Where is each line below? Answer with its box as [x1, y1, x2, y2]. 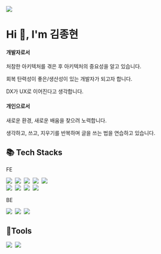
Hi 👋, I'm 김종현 [6, 28, 78, 41]
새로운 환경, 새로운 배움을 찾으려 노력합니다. [6, 117, 107, 124]
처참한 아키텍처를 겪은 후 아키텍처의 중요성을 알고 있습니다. [6, 63, 142, 70]
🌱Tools [6, 226, 32, 236]
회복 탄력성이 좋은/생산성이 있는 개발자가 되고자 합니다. [6, 75, 133, 83]
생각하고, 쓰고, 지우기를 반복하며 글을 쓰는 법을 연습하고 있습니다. [6, 129, 156, 136]
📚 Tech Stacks [6, 147, 63, 157]
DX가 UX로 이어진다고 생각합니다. [6, 88, 84, 95]
